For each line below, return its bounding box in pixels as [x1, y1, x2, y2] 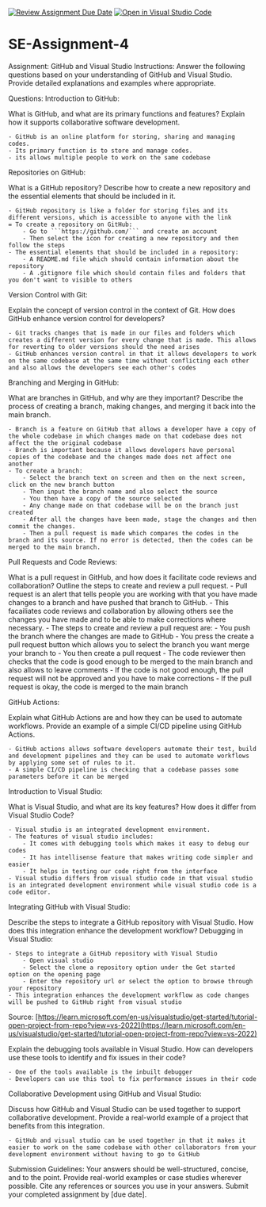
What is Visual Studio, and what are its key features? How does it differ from [8, 802, 256, 811]
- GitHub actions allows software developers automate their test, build [8, 745, 257, 753]
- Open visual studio [22, 956, 93, 964]
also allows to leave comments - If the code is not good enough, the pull [8, 665, 244, 674]
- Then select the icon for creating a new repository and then [22, 234, 239, 242]
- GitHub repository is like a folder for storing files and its [8, 206, 228, 214]
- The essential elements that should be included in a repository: [8, 248, 239, 256]
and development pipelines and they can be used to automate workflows [8, 752, 249, 760]
